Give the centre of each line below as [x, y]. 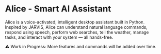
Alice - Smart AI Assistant [58, 9]
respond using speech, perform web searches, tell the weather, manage [77, 32]
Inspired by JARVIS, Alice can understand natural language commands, [76, 27]
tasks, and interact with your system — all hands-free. [59, 37]
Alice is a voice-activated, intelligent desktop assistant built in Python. [75, 22]
